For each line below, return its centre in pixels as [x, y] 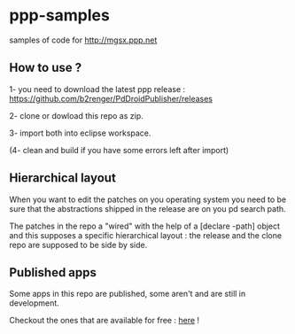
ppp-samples [60, 16]
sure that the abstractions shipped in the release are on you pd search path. [147, 208]
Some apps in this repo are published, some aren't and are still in [128, 294]
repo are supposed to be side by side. [78, 245]
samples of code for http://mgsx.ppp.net [83, 40]
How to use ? [46, 68]
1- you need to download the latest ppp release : [97, 89]
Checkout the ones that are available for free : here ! [105, 321]
